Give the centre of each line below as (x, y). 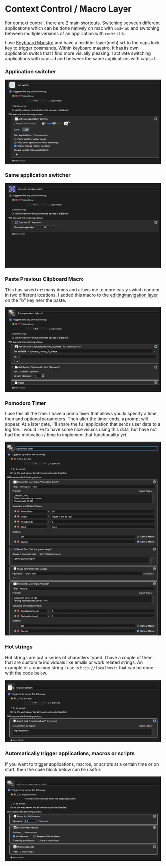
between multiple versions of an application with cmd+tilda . (66, 33)
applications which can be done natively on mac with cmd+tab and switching (82, 28)
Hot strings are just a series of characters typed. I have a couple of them (79, 658)
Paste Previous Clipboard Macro (44, 279)
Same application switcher (38, 175)
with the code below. (26, 673)
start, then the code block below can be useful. (53, 770)
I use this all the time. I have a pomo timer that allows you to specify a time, (82, 413)
